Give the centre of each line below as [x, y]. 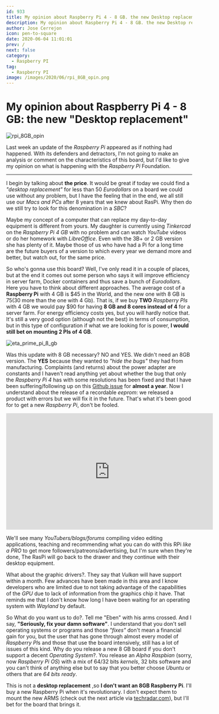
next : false [21, 50]
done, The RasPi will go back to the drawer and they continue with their [93, 557]
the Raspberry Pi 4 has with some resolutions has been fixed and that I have [99, 380]
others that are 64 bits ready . [42, 674]
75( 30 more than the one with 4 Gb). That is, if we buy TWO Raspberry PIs [97, 301]
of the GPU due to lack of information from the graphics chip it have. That [95, 594]
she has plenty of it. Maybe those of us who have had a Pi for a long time [95, 245]
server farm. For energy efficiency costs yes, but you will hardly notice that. [98, 313]
